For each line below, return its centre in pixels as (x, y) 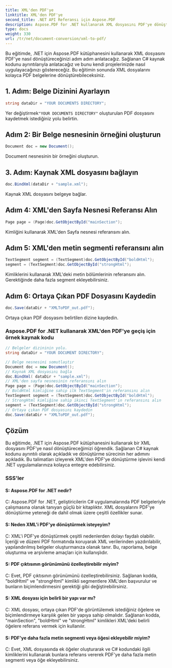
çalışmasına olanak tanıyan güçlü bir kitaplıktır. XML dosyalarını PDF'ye (80, 507)
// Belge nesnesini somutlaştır (40, 362)
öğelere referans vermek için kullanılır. (46, 626)
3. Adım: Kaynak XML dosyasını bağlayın (72, 172)
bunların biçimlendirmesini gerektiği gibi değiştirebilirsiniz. (67, 586)
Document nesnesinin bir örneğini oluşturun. (52, 156)
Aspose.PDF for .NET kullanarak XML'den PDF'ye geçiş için (81, 331)
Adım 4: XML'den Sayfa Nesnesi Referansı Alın (81, 210)
